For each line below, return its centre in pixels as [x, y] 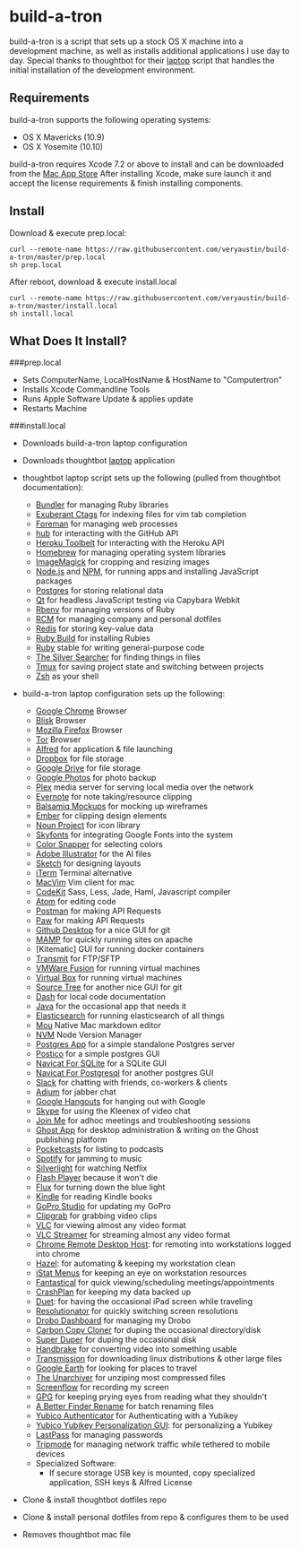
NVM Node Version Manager [89, 1035]
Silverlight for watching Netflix [91, 1168]
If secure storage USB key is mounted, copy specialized [152, 1473]
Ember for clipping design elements [101, 816]
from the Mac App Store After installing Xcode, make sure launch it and [140, 173]
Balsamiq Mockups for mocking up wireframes [122, 806]
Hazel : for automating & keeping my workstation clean [135, 1263]
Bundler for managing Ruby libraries [102, 505]
